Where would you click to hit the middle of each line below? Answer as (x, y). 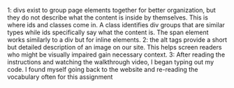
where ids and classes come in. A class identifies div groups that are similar (116, 25)
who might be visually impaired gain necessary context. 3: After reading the (116, 54)
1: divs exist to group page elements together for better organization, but (112, 10)
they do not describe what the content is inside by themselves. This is (108, 17)
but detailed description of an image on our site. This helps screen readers (115, 47)
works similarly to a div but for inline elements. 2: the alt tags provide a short (117, 40)
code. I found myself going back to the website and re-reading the (103, 69)
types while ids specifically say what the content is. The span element (108, 32)
